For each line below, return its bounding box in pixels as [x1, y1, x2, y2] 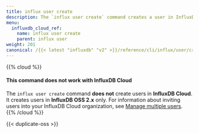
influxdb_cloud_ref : [11, 25, 62, 31]
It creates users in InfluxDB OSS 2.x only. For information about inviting [6, 96, 181, 103]
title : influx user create [6, 8, 73, 15]
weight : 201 [6, 42, 36, 48]
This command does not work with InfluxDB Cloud [6, 77, 132, 84]
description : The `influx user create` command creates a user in [6, 14, 174, 20]
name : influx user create [17, 31, 81, 37]
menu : [6, 20, 20, 25]
